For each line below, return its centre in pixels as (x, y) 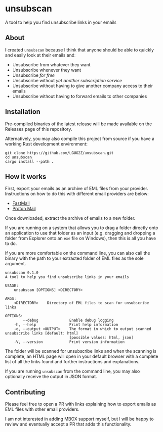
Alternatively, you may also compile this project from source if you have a (80, 139)
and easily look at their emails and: (40, 55)
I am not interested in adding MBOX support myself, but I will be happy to (80, 419)
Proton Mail (24, 209)
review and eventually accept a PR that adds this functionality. (68, 424)
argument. (16, 264)
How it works (26, 176)
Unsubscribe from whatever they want (51, 64)
